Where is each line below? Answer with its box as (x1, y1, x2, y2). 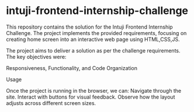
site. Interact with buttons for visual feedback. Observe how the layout (6, 93, 175, 100)
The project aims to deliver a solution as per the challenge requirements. (6, 47, 181, 54)
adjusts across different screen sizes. (6, 99, 96, 106)
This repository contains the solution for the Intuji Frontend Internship (6, 23, 174, 30)
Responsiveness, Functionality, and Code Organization (6, 64, 138, 71)
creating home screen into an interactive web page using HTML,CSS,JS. (6, 36, 180, 43)
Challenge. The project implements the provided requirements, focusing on (6, 29, 187, 36)
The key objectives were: (6, 53, 67, 60)
